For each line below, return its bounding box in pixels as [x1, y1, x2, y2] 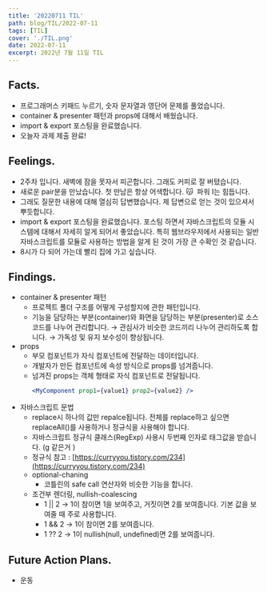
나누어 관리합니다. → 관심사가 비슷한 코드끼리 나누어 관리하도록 [53, 322, 250, 332]
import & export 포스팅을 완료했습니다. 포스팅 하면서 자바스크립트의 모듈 [19, 217, 246, 226]
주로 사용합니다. [66, 510, 118, 519]
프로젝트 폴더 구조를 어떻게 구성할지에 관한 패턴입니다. [31, 302, 201, 312]
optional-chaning [31, 470, 89, 480]
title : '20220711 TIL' [8, 11, 84, 20]
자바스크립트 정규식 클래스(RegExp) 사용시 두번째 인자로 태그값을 [31, 433, 236, 442]
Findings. [8, 270, 57, 284]
